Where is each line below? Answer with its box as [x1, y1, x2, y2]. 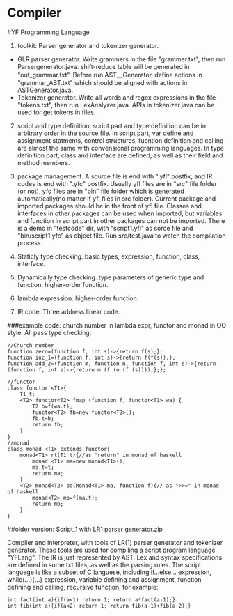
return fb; [32, 421, 64, 428]
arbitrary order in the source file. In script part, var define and [17, 129, 194, 137]
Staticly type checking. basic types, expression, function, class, [17, 252, 200, 261]
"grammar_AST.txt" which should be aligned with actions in [17, 78, 188, 86]
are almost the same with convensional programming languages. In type [17, 144, 225, 152]
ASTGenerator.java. [17, 86, 74, 94]
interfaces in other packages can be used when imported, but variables [17, 209, 223, 217]
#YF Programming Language [7, 28, 90, 36]
